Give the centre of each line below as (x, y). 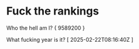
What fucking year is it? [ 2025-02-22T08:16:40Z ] (70, 39)
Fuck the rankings (53, 11)
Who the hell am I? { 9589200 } (46, 28)
